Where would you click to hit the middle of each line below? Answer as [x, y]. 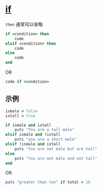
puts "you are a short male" [46, 139]
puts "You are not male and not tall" [56, 158]
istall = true [21, 116]
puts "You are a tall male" [44, 130]
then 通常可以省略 [24, 24]
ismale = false [22, 111]
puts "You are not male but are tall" [56, 149]
